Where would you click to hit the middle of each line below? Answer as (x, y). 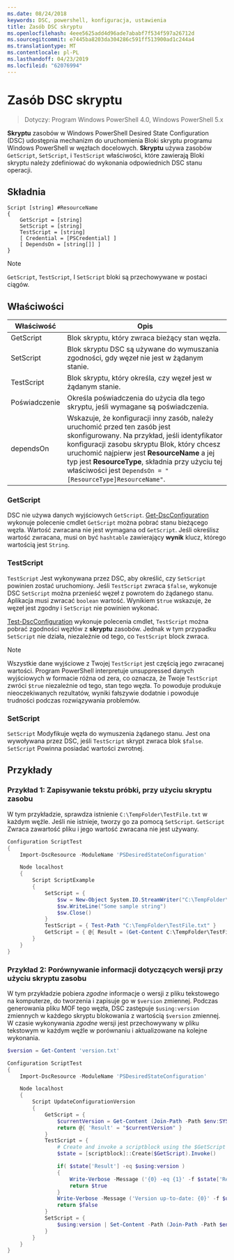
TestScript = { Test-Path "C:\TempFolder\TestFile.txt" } (130, 926)
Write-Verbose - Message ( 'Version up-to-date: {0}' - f (138, 1199)
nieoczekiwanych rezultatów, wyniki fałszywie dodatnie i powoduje (103, 693)
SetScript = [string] (51, 226)
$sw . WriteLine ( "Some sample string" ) (112, 906)
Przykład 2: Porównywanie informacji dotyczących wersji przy (115, 969)
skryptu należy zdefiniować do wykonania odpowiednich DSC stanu (105, 163)
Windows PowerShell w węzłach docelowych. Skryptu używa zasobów (110, 148)
